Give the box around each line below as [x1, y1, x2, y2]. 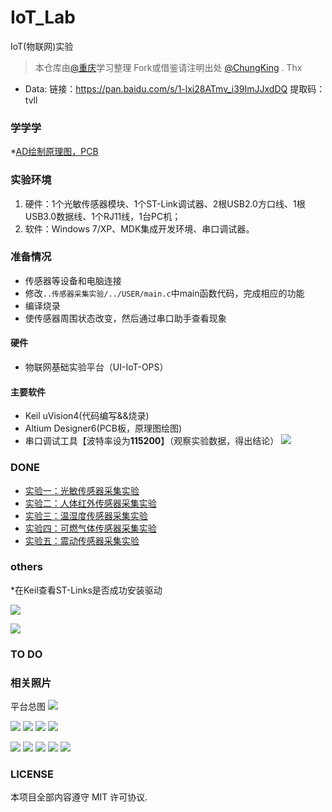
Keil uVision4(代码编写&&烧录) [24, 410, 150, 422]
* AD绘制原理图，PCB [10, 146, 99, 158]
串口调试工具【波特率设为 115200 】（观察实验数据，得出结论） [24, 435, 280, 447]
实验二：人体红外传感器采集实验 [24, 497, 157, 509]
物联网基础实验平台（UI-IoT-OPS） [24, 361, 169, 373]
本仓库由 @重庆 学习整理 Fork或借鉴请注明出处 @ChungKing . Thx [34, 61, 303, 73]
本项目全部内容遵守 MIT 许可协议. [10, 791, 148, 803]
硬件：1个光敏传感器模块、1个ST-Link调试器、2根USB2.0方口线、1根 [24, 197, 306, 210]
